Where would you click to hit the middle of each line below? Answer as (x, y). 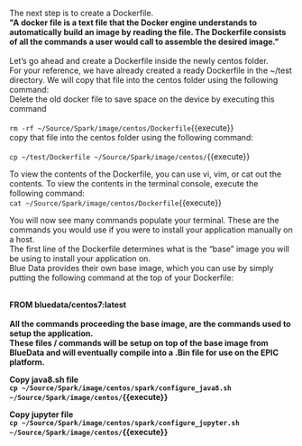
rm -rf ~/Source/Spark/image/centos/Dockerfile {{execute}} (122, 128)
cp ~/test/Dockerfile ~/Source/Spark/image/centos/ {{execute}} (130, 156)
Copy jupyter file (41, 414)
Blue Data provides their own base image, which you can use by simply (142, 268)
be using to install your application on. (80, 259)
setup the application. (51, 333)
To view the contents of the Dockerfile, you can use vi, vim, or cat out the (146, 174)
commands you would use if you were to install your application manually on (151, 230)
